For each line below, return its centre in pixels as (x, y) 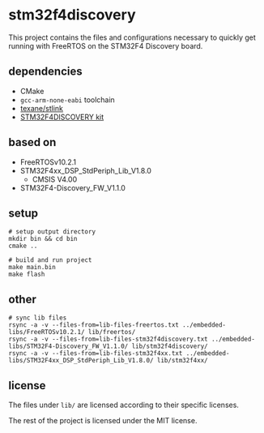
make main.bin (32, 268)
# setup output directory (52, 232)
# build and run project (50, 260)
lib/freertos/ (112, 332)
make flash (27, 274)
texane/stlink (41, 108)
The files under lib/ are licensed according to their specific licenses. (123, 405)
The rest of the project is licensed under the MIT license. (103, 420)
